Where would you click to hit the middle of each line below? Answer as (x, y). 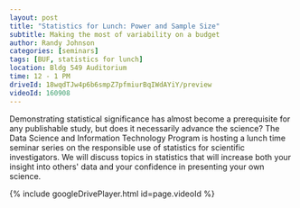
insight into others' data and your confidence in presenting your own (137, 167)
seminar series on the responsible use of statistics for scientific (127, 147)
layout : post (34, 18)
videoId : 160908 (40, 93)
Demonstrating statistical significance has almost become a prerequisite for (150, 119)
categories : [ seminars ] (54, 51)
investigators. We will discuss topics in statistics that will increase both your (150, 157)
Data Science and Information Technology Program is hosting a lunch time (148, 138)
